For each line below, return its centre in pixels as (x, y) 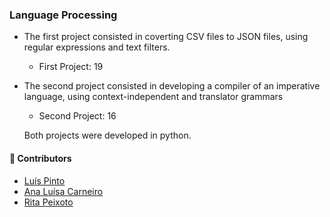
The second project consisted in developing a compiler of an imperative (172, 86)
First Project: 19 (71, 67)
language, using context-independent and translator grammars (153, 97)
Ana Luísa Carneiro (63, 191)
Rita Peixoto (48, 202)
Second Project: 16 (77, 116)
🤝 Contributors (40, 158)
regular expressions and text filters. (97, 47)
